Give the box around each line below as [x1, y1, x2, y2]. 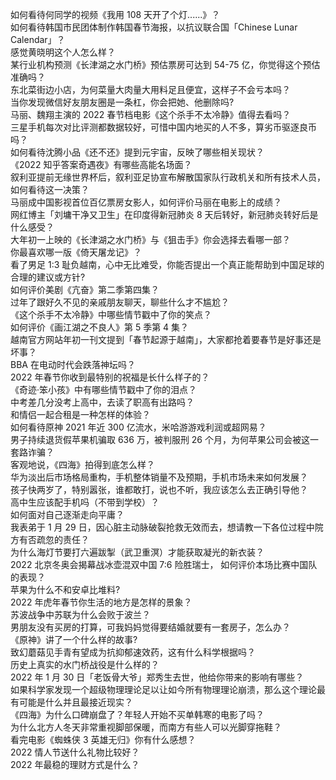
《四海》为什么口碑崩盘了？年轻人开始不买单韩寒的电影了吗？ [10, 709, 265, 720]
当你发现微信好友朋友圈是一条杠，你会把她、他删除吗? [10, 96, 235, 108]
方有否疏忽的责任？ [10, 534, 90, 545]
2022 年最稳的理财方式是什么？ [10, 759, 140, 770]
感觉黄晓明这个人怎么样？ [10, 46, 116, 58]
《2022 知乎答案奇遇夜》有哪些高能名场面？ [10, 159, 193, 170]
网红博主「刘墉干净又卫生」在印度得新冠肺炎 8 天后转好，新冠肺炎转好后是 [10, 209, 319, 220]
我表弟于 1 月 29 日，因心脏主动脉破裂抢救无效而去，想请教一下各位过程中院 [10, 521, 324, 533]
